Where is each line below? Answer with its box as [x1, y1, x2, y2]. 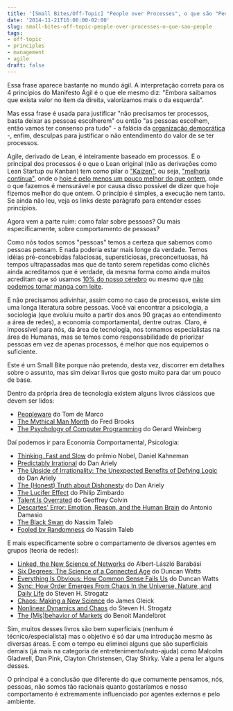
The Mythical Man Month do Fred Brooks [17, 417, 135, 426]
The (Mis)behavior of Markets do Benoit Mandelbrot [17, 611, 166, 619]
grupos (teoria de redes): [7, 546, 79, 554]
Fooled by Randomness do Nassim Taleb [17, 525, 134, 533]
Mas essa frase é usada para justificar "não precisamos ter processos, [7, 109, 209, 117]
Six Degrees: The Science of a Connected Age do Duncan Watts [17, 567, 201, 575]
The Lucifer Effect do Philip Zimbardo [17, 488, 125, 496]
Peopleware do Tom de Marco [17, 410, 104, 418]
